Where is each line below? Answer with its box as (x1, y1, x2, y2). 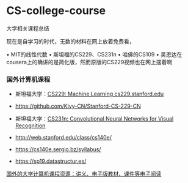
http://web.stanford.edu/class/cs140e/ (15, 134, 112, 141)
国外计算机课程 (6, 75, 51, 83)
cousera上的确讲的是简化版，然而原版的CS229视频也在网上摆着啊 (6, 58, 173, 65)
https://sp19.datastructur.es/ (15, 157, 87, 165)
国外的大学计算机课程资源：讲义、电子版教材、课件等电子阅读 (6, 170, 162, 177)
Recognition (15, 122, 46, 129)
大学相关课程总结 (6, 24, 49, 32)
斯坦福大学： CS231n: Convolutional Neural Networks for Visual (15, 115, 174, 122)
